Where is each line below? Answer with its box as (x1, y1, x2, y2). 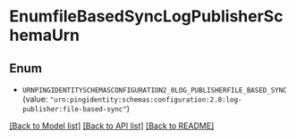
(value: (21, 94, 48, 104)
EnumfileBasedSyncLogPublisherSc (9, 6, 283, 27)
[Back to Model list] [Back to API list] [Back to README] (9, 120, 215, 131)
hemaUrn (9, 25, 80, 45)
